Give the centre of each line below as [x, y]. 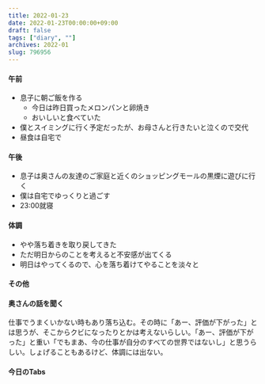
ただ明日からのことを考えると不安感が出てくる [96, 254]
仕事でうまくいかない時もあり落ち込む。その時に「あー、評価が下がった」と [133, 322]
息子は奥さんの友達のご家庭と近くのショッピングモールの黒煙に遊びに [134, 176]
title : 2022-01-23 [38, 15]
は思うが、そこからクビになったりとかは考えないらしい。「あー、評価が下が [131, 333]
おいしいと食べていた [66, 118]
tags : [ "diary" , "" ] [42, 38]
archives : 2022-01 [38, 45]
